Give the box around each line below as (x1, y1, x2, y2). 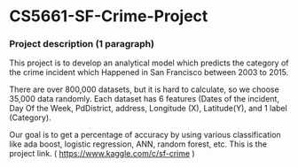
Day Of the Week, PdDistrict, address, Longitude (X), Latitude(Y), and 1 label (9, 103, 288, 114)
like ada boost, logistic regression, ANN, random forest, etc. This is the (9, 139, 268, 149)
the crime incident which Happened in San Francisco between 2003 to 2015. (9, 67, 289, 78)
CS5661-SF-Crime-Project (9, 6, 208, 27)
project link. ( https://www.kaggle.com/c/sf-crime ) (9, 148, 195, 159)
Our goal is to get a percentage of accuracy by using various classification (9, 130, 281, 140)
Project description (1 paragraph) (9, 38, 155, 50)
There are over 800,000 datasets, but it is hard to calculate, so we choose (9, 84, 279, 95)
